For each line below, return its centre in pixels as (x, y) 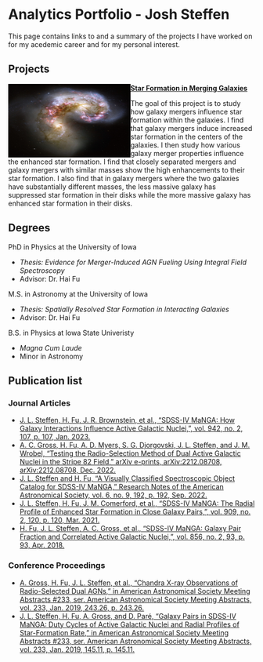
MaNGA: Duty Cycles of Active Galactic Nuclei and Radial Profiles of (130, 624)
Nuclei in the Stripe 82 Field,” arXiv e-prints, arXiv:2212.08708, (121, 462)
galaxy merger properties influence (187, 153)
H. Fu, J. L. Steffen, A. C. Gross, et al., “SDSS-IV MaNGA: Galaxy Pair (130, 529)
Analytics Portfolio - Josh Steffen (119, 15)
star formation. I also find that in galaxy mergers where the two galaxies (124, 178)
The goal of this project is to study (186, 103)
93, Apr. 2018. (42, 545)
